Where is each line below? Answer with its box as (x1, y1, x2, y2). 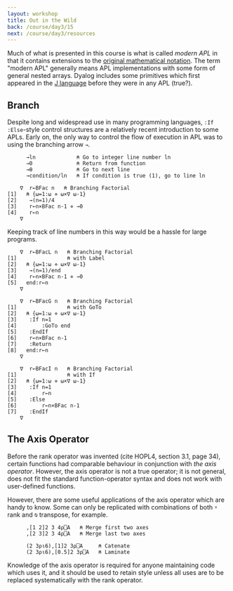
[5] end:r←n (7, 279, 49, 286)
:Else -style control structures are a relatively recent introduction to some (7, 126, 219, 134)
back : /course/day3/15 (7, 23, 74, 30)
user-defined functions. (7, 482, 76, 490)
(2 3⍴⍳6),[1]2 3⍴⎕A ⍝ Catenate (25, 542, 131, 550)
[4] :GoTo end (7, 322, 71, 330)
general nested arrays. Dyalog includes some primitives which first (7, 72, 200, 80)
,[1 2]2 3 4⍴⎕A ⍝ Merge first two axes (25, 524, 149, 531)
